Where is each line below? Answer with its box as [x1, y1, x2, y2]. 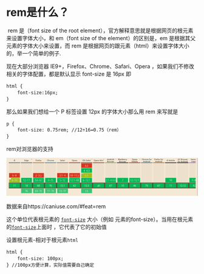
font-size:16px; [17, 90, 59, 96]
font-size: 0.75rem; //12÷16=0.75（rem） [17, 127, 121, 133]
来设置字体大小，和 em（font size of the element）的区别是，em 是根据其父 [6, 34, 196, 41]
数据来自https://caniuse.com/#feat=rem [6, 203, 106, 210]
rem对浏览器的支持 [6, 146, 53, 153]
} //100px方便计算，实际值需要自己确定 [6, 262, 94, 268]
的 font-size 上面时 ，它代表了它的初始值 [6, 223, 107, 231]
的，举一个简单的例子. [6, 49, 62, 57]
